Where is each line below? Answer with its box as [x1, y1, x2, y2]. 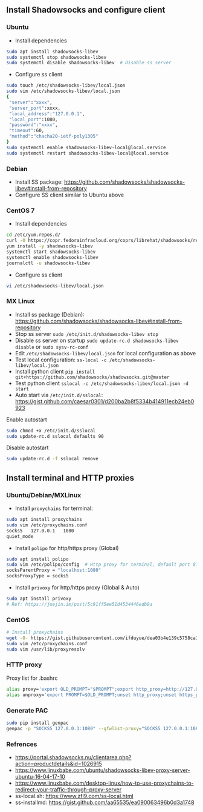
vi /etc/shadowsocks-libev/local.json [6, 283, 104, 289]
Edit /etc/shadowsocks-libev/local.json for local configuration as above [14, 349, 196, 357]
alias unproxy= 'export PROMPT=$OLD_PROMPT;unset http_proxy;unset [6, 691, 177, 698]
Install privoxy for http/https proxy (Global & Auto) [14, 584, 140, 591]
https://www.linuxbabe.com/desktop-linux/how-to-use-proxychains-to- [14, 779, 195, 787]
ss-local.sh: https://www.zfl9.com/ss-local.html [14, 792, 134, 799]
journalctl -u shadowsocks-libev [6, 260, 91, 266]
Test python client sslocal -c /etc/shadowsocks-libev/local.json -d [14, 379, 188, 387]
